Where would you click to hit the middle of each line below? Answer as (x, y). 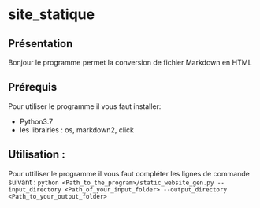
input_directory (35, 189)
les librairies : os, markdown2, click (76, 130)
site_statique (52, 15)
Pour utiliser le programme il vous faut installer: (85, 106)
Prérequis (33, 87)
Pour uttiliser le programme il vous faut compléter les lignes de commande (129, 173)
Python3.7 (36, 121)
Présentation (41, 44)
